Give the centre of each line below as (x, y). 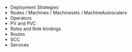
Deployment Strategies (34, 7)
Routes (18, 34)
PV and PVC (23, 23)
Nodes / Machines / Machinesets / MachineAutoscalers (69, 13)
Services (19, 45)
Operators (21, 18)
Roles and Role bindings (36, 29)
